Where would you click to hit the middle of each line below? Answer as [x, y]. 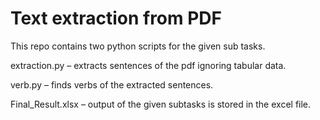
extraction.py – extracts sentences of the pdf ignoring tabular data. [148, 65]
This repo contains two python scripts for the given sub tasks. [138, 46]
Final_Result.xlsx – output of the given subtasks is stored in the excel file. [161, 104]
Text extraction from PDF [116, 18]
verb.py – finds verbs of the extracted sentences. [112, 84]
